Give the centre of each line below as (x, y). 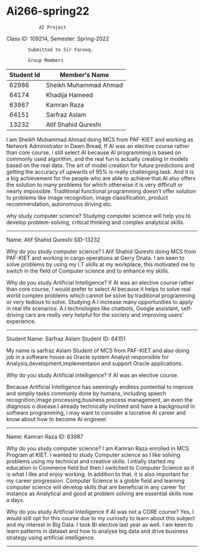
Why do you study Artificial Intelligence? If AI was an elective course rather (100, 282)
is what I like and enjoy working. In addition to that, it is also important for (98, 474)
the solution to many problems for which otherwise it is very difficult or (95, 185)
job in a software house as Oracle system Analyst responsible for (87, 357)
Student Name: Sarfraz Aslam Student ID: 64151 (66, 339)
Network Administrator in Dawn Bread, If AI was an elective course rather (98, 146)
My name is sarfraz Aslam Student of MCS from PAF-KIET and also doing (98, 350)
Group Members (46, 60)
